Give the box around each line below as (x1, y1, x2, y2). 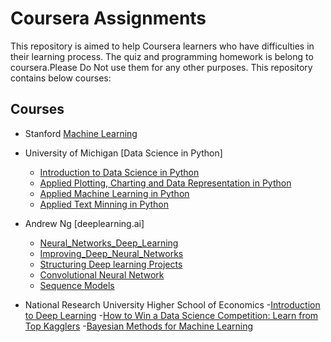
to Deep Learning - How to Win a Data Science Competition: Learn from (24, 309, 319, 321)
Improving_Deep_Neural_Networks (39, 247, 184, 259)
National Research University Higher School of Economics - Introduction (24, 298, 321, 311)
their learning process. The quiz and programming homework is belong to (10, 50, 314, 62)
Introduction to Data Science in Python (39, 166, 200, 178)
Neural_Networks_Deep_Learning (39, 237, 179, 249)
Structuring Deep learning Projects (39, 258, 183, 270)
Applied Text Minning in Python (39, 198, 169, 210)
